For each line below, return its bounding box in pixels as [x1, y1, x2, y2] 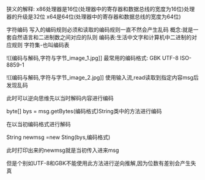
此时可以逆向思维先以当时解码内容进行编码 [6, 94, 114, 102]
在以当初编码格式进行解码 [6, 121, 71, 127]
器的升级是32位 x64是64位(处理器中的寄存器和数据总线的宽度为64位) [6, 13, 182, 20]
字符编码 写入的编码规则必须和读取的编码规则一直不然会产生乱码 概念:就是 [6, 26, 193, 33]
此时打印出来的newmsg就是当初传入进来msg [6, 146, 119, 154]
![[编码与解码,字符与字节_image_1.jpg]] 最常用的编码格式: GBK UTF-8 [6, 54, 179, 61]
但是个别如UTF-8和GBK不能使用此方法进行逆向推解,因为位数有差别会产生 [6, 160, 191, 167]
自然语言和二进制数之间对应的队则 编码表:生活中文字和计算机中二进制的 [11, 34, 192, 41]
